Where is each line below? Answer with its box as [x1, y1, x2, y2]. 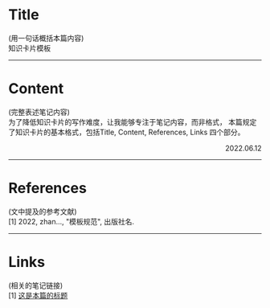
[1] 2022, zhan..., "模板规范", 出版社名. [8, 216, 135, 226]
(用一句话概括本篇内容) [8, 33, 84, 43]
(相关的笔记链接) [8, 280, 63, 290]
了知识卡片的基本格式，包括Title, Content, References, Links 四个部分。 [8, 127, 245, 137]
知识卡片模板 [8, 43, 51, 53]
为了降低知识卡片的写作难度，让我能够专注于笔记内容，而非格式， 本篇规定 [8, 117, 257, 126]
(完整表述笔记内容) [8, 107, 71, 117]
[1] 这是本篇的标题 [8, 290, 68, 300]
